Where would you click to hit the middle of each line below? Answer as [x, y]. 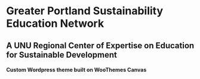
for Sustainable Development [62, 55]
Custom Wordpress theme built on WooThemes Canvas [76, 70]
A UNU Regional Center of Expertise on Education [100, 45]
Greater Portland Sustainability [85, 11]
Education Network [55, 23]
